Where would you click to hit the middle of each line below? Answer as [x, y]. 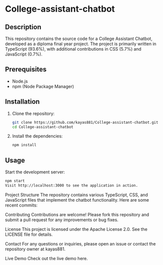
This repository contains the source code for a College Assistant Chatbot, [79, 38]
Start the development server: [35, 172]
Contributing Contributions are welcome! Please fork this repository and [77, 214]
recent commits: [21, 205]
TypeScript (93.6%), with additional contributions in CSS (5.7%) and [73, 49]
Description [23, 27]
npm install [24, 145]
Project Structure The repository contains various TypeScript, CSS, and [77, 195]
